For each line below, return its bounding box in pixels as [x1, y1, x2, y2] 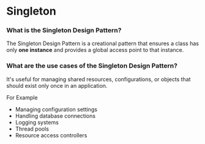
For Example [6, 93, 38, 101]
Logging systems [15, 118, 59, 126]
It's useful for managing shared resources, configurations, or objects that [6, 75, 191, 83]
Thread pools [15, 125, 49, 132]
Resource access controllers [15, 131, 88, 139]
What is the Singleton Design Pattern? [6, 26, 122, 35]
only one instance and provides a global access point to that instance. [6, 46, 184, 54]
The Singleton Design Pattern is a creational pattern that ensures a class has [6, 40, 199, 47]
